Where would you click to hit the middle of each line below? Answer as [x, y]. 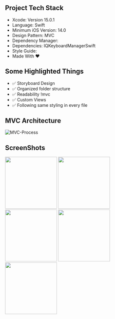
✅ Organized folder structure [41, 89]
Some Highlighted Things [44, 71]
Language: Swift [29, 25]
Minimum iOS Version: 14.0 [39, 30]
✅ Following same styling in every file [50, 105]
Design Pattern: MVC [33, 35]
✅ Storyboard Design [33, 83]
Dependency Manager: [35, 40]
